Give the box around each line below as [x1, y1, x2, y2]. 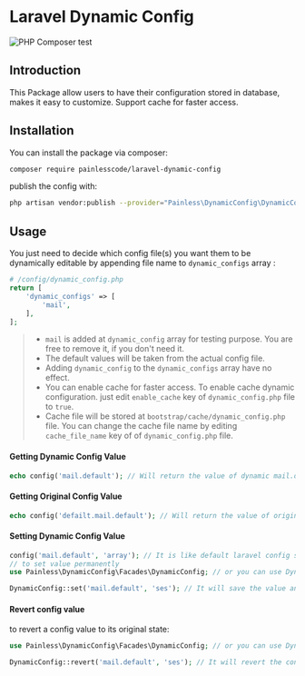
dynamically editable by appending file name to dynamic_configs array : [9, 257, 276, 269]
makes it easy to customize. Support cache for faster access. [9, 96, 239, 107]
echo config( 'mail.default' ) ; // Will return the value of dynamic [9, 471, 271, 481]
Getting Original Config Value [9, 491, 123, 502]
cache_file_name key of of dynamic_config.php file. [44, 430, 233, 442]
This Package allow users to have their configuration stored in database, [9, 86, 280, 97]
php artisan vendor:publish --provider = [9, 198, 165, 208]
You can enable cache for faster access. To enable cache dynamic [44, 382, 295, 393]
